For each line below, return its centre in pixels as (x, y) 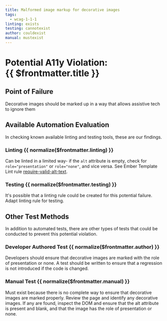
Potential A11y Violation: (56, 63)
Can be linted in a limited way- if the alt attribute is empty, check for (76, 160)
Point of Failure (29, 92)
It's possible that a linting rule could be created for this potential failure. (79, 196)
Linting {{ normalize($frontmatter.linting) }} (59, 150)
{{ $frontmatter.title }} (52, 73)
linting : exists (22, 24)
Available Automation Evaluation (57, 125)
